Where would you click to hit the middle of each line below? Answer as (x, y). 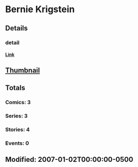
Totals (15, 88)
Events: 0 (17, 143)
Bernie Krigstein (40, 9)
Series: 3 (16, 116)
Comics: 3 (18, 102)
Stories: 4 (18, 129)
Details (16, 28)
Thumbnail (23, 70)
